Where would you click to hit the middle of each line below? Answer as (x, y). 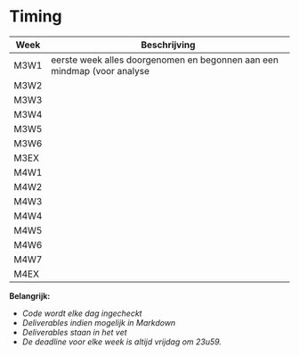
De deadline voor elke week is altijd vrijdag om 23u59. (122, 342)
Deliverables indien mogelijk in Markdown (99, 322)
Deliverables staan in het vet (74, 332)
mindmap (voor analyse (100, 70)
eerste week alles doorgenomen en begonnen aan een (164, 60)
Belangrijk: (30, 295)
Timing (36, 17)
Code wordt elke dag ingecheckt (82, 313)
